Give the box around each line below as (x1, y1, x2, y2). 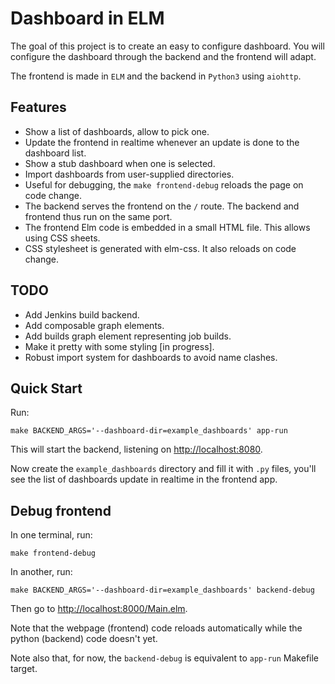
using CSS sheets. (24, 232, 101, 244)
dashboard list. (24, 147, 87, 159)
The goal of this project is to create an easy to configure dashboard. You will (10, 40, 325, 52)
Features (10, 99, 67, 116)
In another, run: (10, 566, 73, 578)
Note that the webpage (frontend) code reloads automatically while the (10, 622, 303, 634)
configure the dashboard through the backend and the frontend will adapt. (10, 50, 317, 62)
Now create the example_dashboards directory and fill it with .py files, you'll (10, 463, 317, 475)
